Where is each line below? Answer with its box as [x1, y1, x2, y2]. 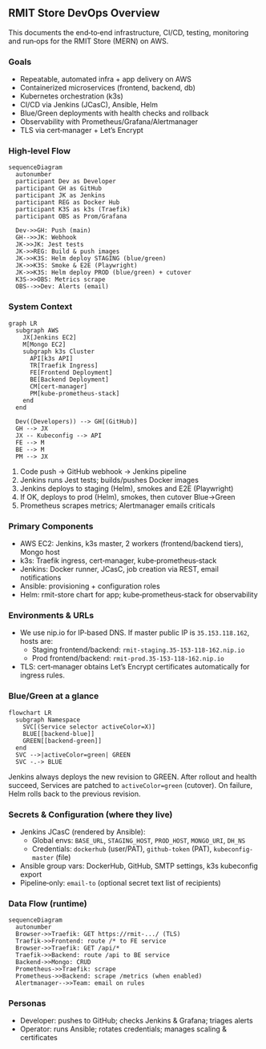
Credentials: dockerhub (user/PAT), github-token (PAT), [31, 844, 212, 854]
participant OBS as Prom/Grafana [15, 212, 127, 221]
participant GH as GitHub [15, 184, 103, 193]
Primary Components [8, 520, 94, 532]
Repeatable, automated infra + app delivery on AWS [19, 74, 192, 84]
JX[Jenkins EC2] [22, 333, 78, 341]
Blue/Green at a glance [8, 690, 99, 701]
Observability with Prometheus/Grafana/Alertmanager [19, 117, 199, 127]
